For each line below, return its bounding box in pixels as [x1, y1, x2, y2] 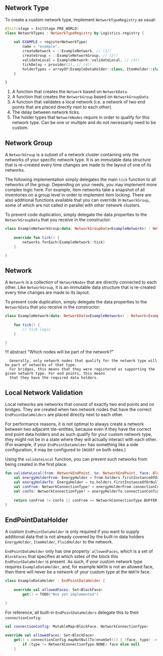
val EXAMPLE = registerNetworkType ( [14, 40, 88, 45]
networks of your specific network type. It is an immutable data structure [5, 157, 151, 163]
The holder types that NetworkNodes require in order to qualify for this [12, 114, 149, 120]
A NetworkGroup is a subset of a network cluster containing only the [5, 152, 139, 158]
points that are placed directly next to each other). [12, 104, 113, 110]
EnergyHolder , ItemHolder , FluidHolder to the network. [5, 539, 113, 545]
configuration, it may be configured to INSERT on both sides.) [5, 447, 126, 453]
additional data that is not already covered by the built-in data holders [5, 534, 145, 540]
